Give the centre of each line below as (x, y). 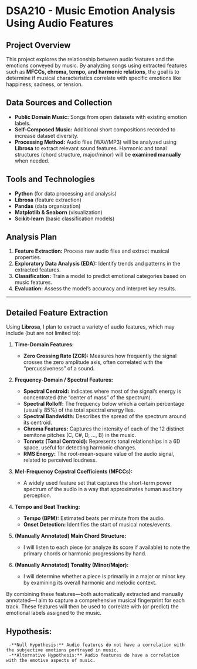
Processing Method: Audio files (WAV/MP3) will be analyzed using (96, 142)
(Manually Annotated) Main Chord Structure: (70, 536)
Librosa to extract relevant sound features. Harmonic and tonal (91, 148)
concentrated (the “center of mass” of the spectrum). (88, 398)
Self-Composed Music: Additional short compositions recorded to (95, 129)
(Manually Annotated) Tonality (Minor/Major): (72, 565)
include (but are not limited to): (43, 333)
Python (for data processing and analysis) (66, 193)
